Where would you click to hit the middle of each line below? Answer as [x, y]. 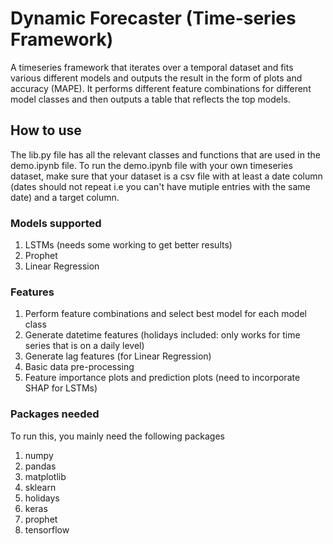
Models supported [56, 223]
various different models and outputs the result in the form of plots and [156, 78]
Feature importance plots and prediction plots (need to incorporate [162, 378]
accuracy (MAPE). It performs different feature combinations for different [161, 88]
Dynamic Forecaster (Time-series [153, 18]
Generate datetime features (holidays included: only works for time [162, 335]
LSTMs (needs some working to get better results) [128, 245]
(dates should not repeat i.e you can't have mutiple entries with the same [160, 186]
